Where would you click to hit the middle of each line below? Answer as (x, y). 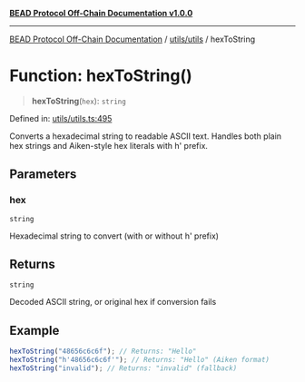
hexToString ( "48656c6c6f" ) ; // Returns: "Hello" (103, 352)
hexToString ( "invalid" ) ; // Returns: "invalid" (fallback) (123, 368)
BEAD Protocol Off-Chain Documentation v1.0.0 (101, 13)
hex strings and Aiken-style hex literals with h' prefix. (109, 145)
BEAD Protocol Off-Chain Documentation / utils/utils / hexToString (133, 39)
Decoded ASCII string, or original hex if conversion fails (113, 302)
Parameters (43, 175)
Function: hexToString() (101, 76)
